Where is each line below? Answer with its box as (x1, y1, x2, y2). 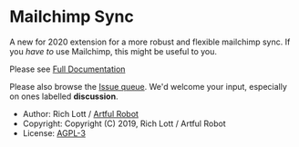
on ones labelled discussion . (9, 91, 119, 102)
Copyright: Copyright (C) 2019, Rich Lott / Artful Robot (22, 118, 226, 129)
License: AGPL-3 (22, 127, 87, 138)
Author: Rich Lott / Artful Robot (22, 108, 139, 119)
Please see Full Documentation (9, 64, 126, 74)
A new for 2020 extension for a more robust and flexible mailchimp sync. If (9, 36, 291, 47)
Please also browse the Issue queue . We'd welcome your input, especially (9, 81, 287, 92)
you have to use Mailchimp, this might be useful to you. (9, 45, 217, 56)
